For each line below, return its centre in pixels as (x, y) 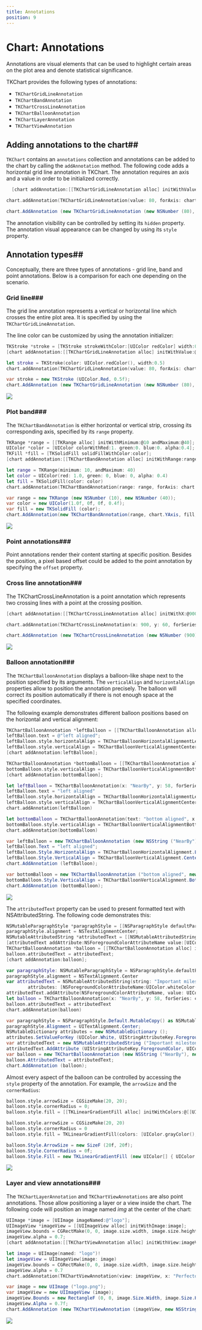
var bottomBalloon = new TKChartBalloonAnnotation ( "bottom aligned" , (96, 874)
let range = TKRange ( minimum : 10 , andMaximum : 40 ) (71, 470)
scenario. (18, 282)
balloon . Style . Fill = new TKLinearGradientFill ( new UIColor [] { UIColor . (102, 1156)
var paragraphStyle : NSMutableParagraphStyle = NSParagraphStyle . (91, 970)
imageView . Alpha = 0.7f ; (37, 1304)
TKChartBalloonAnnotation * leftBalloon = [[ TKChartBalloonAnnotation (95, 730)
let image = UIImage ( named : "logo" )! (54, 1254)
